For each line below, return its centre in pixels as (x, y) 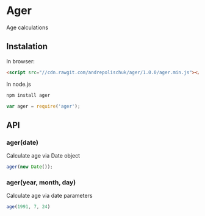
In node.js (19, 84)
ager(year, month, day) (41, 182)
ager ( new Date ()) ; (30, 167)
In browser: (21, 61)
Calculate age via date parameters (49, 196)
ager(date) (22, 142)
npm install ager (28, 95)
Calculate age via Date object (43, 156)
